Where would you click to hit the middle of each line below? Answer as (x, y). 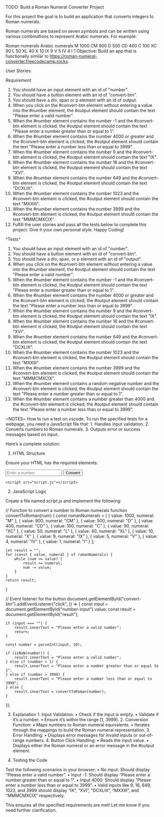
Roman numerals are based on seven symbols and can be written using (77, 31)
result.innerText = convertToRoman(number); (60, 692)
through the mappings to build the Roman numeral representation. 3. (82, 730)
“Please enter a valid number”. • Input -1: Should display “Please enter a (78, 775)
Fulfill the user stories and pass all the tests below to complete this (80, 225)
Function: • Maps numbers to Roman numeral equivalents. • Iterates (81, 725)
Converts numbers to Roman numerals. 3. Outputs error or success (73, 429)
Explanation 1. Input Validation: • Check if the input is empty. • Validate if (86, 714)
